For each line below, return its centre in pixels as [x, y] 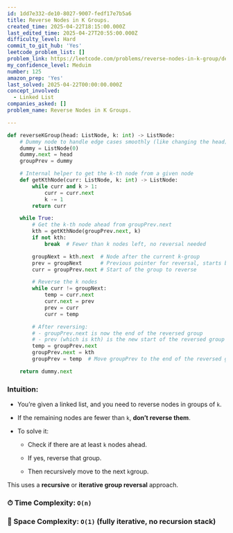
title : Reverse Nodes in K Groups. [59, 20]
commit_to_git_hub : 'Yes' [44, 46]
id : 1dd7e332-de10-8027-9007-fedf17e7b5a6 [69, 14]
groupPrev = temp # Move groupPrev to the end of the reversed [127, 359]
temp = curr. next [69, 295]
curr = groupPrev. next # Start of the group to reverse [114, 270]
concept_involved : [34, 91]
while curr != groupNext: [70, 288]
